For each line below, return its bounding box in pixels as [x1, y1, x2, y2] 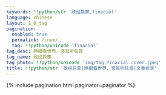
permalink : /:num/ [12, 37, 59, 43]
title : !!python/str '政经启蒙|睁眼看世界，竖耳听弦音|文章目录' [6, 65, 158, 71]
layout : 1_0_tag [6, 20, 47, 26]
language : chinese [6, 15, 53, 21]
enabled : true [12, 31, 47, 38]
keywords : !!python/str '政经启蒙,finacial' [6, 8, 117, 15]
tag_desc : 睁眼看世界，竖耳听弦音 [6, 48, 84, 54]
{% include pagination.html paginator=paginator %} [6, 82, 135, 89]
